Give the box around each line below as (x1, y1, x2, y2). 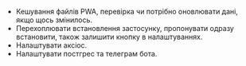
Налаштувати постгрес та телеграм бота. (15, 49, 158, 58)
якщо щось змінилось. (15, 15, 93, 25)
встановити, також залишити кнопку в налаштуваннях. (15, 32, 203, 41)
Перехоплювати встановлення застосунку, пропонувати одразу (15, 24, 235, 33)
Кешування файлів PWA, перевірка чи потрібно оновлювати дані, (15, 7, 239, 16)
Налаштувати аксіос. (15, 41, 88, 50)
